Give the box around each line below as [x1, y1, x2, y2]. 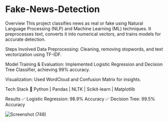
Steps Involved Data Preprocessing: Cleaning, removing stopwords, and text [5, 46, 163, 52]
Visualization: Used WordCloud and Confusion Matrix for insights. [5, 76, 141, 82]
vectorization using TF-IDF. [5, 51, 62, 57]
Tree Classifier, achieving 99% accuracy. [5, 67, 91, 73]
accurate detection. [5, 36, 46, 42]
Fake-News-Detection [5, 4, 100, 15]
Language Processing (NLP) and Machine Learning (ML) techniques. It [5, 25, 151, 31]
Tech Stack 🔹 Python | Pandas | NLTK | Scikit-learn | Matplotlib [5, 86, 135, 92]
